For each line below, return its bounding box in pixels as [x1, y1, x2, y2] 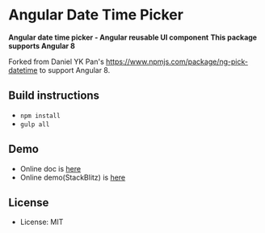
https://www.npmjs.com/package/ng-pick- [106, 57, 249, 66]
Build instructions [8, 89, 99, 103]
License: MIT [19, 217, 64, 227]
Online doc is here [19, 163, 82, 173]
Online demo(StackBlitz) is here [19, 172, 126, 182]
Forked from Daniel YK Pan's [8, 57, 105, 66]
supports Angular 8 [8, 40, 75, 50]
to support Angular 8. [39, 65, 111, 74]
